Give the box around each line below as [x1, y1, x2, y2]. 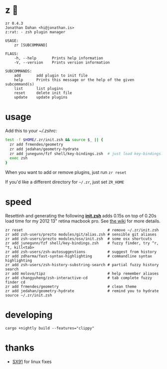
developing [5, 309, 53, 321]
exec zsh [9, 156, 28, 161]
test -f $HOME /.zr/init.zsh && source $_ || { [5, 137, 103, 142]
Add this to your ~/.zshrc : [5, 128, 57, 134]
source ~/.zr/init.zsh [5, 293, 52, 298]
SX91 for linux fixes [12, 359, 52, 365]
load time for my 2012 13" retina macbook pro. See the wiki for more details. [5, 218, 161, 224]
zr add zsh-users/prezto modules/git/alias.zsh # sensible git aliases [5, 232, 157, 237]
